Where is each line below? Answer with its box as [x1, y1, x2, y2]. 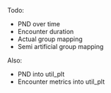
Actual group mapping [17, 35, 83, 43]
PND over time [17, 20, 60, 28]
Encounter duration [17, 28, 74, 35]
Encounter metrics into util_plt [17, 77, 105, 86]
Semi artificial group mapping [17, 43, 104, 50]
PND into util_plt [17, 70, 65, 78]
